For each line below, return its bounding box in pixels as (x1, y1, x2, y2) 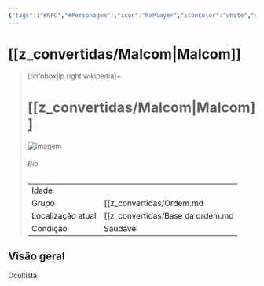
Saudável (104, 223, 139, 234)
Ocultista (8, 270, 38, 280)
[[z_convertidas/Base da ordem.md (104, 210, 234, 221)
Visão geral (8, 250, 65, 263)
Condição (31, 223, 68, 234)
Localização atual (31, 210, 97, 221)
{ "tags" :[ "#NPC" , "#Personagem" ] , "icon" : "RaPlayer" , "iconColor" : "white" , (8, 11, 251, 20)
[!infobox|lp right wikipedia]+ (27, 71, 122, 81)
